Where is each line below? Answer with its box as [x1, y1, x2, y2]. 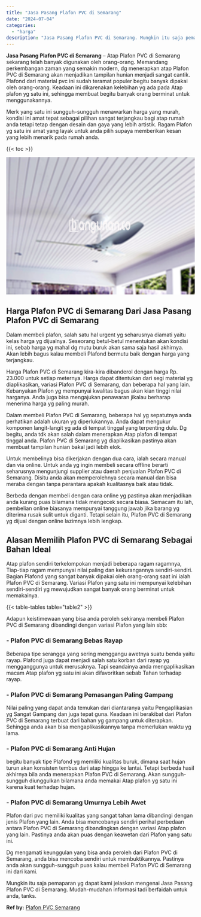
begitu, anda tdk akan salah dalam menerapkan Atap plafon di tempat [6, 431, 178, 438]
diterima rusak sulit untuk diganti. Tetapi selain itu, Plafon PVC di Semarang [6, 511, 191, 518]
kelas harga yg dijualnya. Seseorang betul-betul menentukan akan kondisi [6, 338, 188, 345]
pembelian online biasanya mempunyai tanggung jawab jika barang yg [6, 505, 179, 512]
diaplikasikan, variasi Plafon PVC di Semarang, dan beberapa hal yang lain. [6, 381, 190, 388]
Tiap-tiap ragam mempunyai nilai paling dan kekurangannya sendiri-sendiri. [6, 566, 193, 574]
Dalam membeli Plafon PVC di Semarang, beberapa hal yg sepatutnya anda [6, 412, 192, 419]
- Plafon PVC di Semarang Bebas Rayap [6, 636, 123, 645]
